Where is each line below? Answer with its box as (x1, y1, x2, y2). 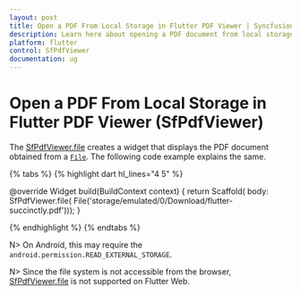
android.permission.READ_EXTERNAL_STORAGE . (9, 249, 173, 259)
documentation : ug (9, 55, 78, 63)
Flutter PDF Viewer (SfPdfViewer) (9, 113, 264, 132)
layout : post (9, 13, 58, 22)
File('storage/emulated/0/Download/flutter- (73, 195, 233, 206)
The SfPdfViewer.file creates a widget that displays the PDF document (9, 141, 269, 152)
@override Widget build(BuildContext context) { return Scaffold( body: (9, 185, 269, 197)
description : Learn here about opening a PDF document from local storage (9, 29, 295, 38)
